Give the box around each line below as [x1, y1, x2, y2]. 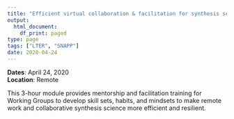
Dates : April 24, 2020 [7, 68, 70, 77]
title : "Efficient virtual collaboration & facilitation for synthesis [7, 10, 219, 17]
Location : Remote [7, 75, 59, 84]
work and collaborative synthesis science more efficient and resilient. [7, 104, 207, 112]
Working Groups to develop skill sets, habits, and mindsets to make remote [7, 96, 221, 104]
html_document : [13, 23, 58, 30]
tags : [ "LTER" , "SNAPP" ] [7, 42, 79, 49]
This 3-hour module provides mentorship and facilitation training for [7, 88, 202, 97]
